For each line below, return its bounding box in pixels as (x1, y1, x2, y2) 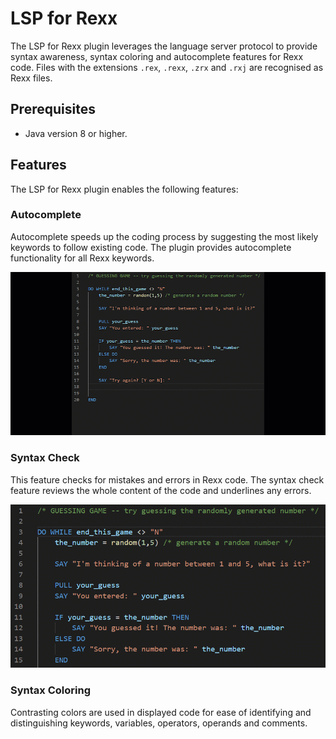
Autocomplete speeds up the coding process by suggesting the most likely (10, 230, 319, 242)
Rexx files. (10, 72, 53, 84)
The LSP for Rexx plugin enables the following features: (10, 183, 239, 195)
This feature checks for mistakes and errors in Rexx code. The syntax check (10, 473, 325, 486)
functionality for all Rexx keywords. (10, 252, 155, 264)
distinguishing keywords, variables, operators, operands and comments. (10, 717, 308, 729)
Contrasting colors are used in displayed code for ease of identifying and (10, 706, 312, 718)
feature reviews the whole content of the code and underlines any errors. (10, 484, 312, 496)
